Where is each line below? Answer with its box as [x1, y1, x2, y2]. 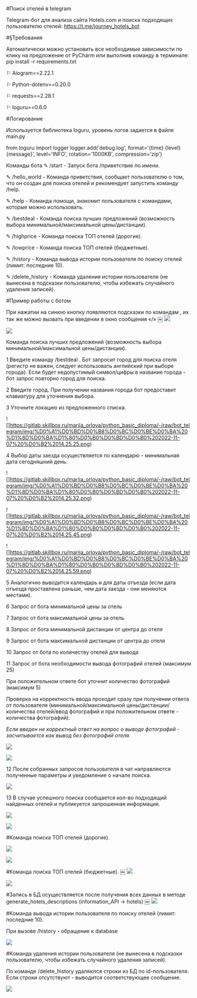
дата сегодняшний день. [6, 458, 68, 465]
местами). [6, 592, 32, 598]
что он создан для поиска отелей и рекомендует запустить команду [6, 180, 179, 186]
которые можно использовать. [6, 203, 84, 210]
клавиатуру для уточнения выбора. [6, 393, 95, 400]
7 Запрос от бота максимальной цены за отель [6, 614, 125, 621]
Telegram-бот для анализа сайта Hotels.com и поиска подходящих [6, 17, 173, 23]
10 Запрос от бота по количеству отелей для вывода [6, 648, 139, 656]
